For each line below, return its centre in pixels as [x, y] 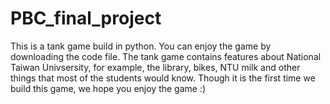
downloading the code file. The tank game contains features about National [166, 56]
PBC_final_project [86, 18]
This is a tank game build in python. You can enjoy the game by [141, 46]
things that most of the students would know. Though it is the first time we [163, 78]
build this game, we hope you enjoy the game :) [108, 88]
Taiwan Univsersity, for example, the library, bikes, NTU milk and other [155, 67]
